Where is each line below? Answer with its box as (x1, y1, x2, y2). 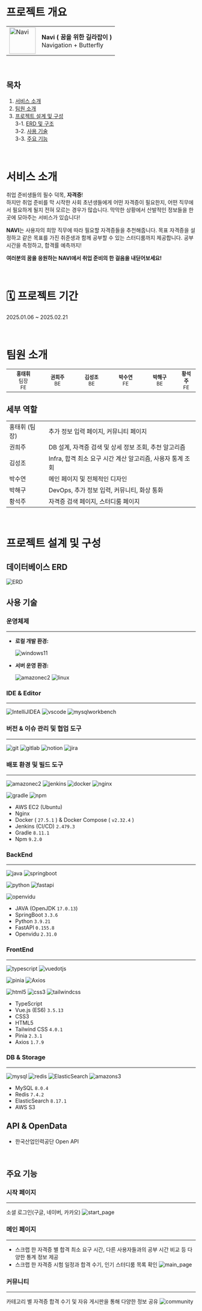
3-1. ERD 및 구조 (14, 120, 54, 127)
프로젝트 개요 (6, 5, 67, 19)
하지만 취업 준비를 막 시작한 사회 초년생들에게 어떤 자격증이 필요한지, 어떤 (6, 198, 178, 205)
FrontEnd (6, 945, 34, 954)
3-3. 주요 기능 (14, 135, 48, 142)
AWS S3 (14, 1103, 36, 1110)
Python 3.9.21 (14, 918, 51, 925)
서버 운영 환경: (14, 662, 49, 669)
